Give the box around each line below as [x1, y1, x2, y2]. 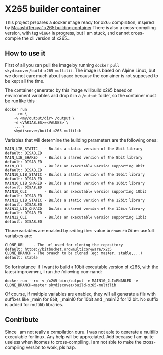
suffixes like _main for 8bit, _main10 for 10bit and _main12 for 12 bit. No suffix [5, 296, 159, 302]
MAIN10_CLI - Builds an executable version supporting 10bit [5, 189, 147, 194]
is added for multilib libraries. [5, 301, 64, 307]
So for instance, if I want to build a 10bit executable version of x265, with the [5, 264, 159, 270]
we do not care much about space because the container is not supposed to [5, 72, 158, 79]
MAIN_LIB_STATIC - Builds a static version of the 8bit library [5, 146, 143, 151]
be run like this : [5, 98, 37, 104]
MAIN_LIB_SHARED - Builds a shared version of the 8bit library [5, 155, 143, 160]
